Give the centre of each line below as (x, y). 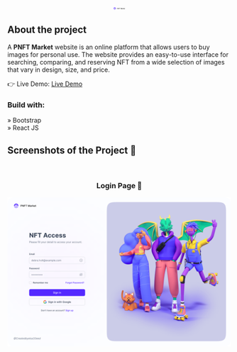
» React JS (23, 128)
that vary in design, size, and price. (59, 70)
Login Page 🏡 (119, 185)
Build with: (26, 104)
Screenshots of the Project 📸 (72, 150)
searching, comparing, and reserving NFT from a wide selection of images (116, 62)
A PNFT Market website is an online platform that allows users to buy (109, 47)
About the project (47, 30)
